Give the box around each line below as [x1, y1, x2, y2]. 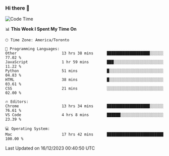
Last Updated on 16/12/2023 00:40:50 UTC [5, 145, 95, 151]
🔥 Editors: [5, 99, 29, 105]
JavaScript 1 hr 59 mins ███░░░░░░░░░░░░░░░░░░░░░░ [5, 60, 164, 65]
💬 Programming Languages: [5, 46, 60, 52]
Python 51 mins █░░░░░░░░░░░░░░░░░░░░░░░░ [5, 68, 164, 73]
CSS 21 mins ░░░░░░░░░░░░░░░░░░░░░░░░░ [5, 86, 164, 91]
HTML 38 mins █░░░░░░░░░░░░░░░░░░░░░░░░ [5, 77, 164, 83]
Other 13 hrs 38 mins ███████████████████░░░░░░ [5, 51, 164, 56]
